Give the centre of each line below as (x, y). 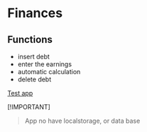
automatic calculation (49, 72)
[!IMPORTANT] (29, 107)
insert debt (33, 56)
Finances (35, 13)
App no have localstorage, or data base (82, 121)
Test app (20, 93)
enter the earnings (45, 64)
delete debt (34, 79)
